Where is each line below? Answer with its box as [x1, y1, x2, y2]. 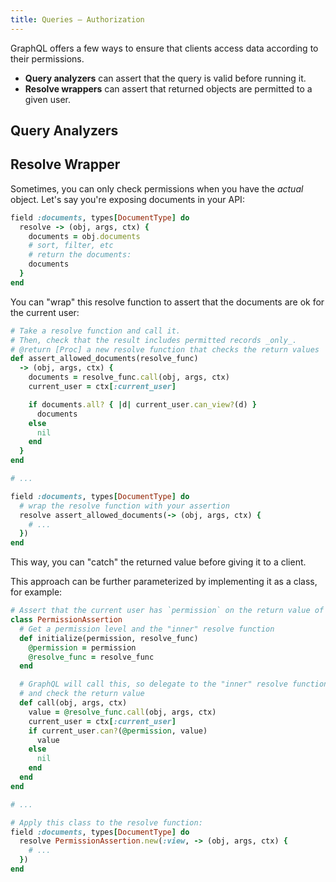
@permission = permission [28, 642, 137, 653]
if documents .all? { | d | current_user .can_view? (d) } [28, 399, 257, 410]
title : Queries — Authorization [10, 14, 145, 25]
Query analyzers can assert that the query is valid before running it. [24, 72, 307, 84]
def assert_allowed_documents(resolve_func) [10, 354, 199, 364]
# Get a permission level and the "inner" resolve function [19, 624, 275, 634]
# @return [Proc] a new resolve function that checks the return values [10, 344, 320, 355]
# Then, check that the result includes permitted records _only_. [10, 335, 298, 345]
